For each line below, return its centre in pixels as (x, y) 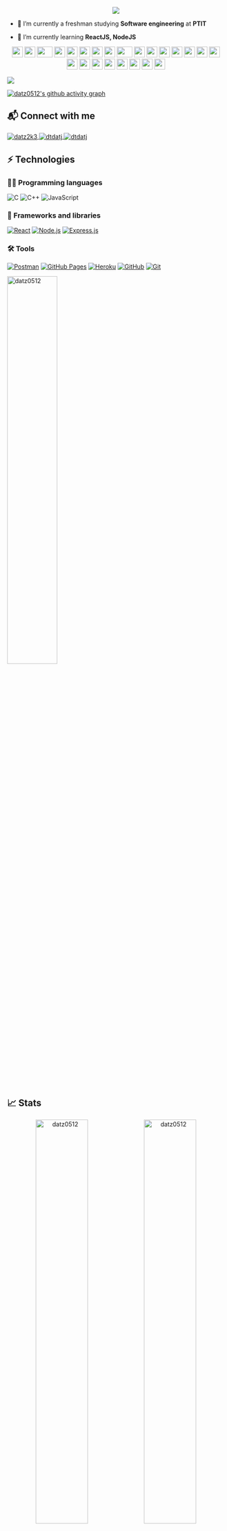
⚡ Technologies (41, 159)
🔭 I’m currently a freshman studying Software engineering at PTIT (112, 23)
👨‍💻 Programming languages (55, 182)
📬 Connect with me (51, 116)
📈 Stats (24, 1103)
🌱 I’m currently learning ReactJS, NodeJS (77, 37)
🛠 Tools (21, 249)
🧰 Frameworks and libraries (54, 215)
